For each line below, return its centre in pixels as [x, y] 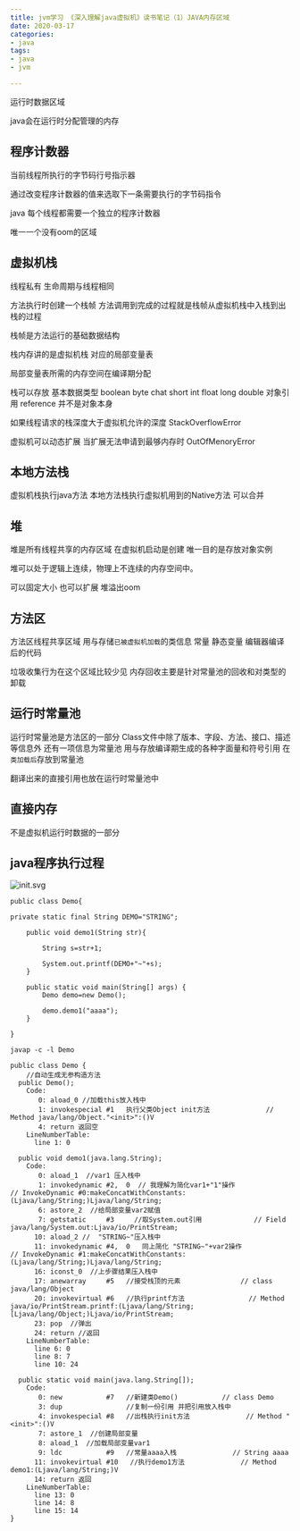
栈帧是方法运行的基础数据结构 [65, 335]
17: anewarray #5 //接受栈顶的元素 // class [153, 1282]
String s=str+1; [72, 948]
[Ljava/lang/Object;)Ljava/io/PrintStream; [92, 1315]
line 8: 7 [52, 1357]
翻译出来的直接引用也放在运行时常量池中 [84, 778]
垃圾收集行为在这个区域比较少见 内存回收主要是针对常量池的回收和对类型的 [148, 671]
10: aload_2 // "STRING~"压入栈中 [97, 1237]
